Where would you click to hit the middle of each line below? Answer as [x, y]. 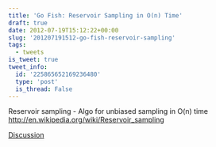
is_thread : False [44, 89]
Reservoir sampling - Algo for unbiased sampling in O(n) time [108, 111]
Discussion [26, 135]
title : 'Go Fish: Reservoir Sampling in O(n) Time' [95, 15]
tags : [17, 45]
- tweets [30, 52]
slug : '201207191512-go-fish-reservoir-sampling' [92, 38]
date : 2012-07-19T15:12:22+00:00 [64, 30]
